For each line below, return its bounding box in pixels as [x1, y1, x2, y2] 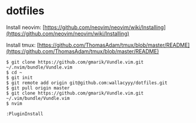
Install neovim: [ [6, 24, 45, 31]
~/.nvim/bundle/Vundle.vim [6, 64, 73, 70]
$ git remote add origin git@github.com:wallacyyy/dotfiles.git [6, 80, 168, 86]
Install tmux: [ [6, 41, 40, 48]
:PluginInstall [6, 111, 44, 116]
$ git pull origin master [6, 85, 70, 91]
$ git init [6, 75, 33, 80]
